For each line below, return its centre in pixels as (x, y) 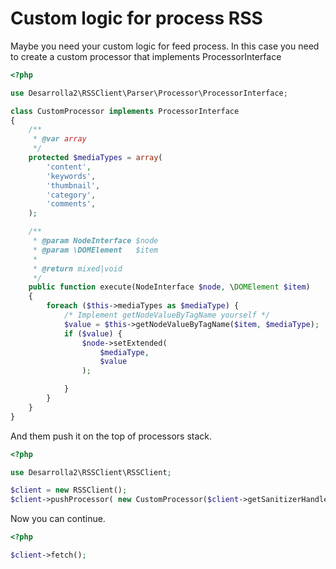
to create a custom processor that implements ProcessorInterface (146, 56)
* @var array (59, 139)
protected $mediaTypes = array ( (95, 158)
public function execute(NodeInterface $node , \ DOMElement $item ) (169, 287)
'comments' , (71, 204)
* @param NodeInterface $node (95, 241)
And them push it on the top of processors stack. (111, 436)
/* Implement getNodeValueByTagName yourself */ (167, 315)
